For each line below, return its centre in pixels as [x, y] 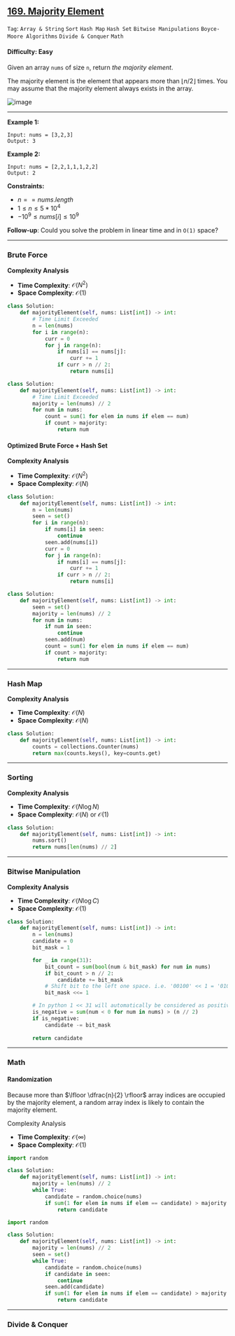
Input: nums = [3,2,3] [40, 135]
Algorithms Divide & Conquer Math [74, 36]
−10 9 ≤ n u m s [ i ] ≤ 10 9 [48, 216]
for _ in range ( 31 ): [62, 960]
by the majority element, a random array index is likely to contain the [106, 1102]
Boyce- [210, 29]
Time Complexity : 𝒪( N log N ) [58, 806]
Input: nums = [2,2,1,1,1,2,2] [53, 167]
